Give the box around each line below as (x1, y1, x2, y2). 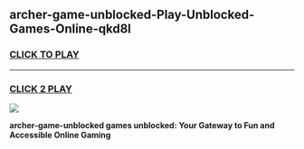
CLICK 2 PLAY (9, 82, 72, 95)
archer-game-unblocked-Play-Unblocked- (9, 7, 255, 23)
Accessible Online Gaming (9, 129, 111, 140)
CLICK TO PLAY (9, 49, 80, 61)
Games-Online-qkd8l (9, 22, 131, 37)
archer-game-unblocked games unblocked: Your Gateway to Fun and (9, 119, 275, 130)
